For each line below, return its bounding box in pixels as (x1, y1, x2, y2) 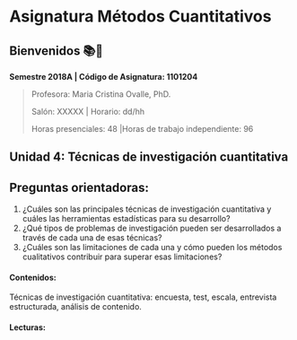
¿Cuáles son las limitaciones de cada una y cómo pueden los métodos (22, 242, 283, 253)
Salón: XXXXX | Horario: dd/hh (31, 106, 145, 117)
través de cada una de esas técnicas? (22, 232, 162, 243)
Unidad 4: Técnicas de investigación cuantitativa (9, 150, 289, 165)
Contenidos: (9, 272, 57, 283)
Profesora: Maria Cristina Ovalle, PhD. (31, 89, 171, 100)
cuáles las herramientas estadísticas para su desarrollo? (22, 214, 231, 224)
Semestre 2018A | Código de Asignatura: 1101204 (9, 72, 198, 82)
